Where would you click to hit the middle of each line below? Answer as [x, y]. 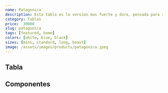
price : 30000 [20, 24]
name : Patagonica [23, 10]
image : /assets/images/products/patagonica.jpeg [57, 47]
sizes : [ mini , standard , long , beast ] [45, 42]
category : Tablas [23, 19]
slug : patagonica [23, 28]
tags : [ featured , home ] [30, 33]
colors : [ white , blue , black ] [37, 38]
